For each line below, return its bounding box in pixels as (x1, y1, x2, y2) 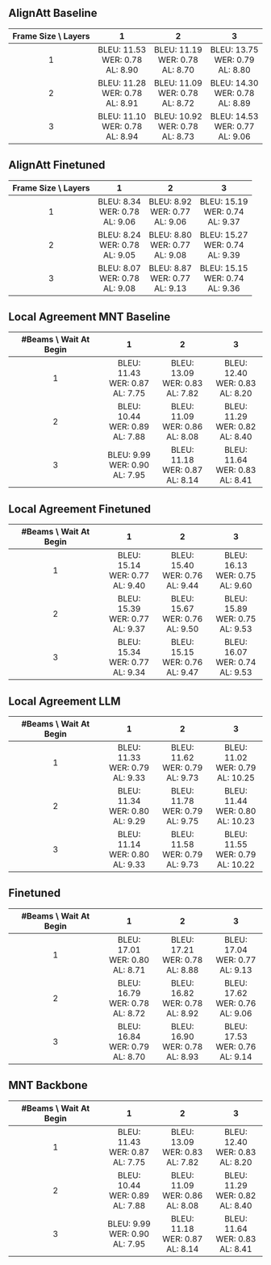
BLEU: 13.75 (210, 44, 259, 55)
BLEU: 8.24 (98, 229, 141, 241)
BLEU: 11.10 (98, 111, 147, 122)
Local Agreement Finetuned (8, 502, 152, 516)
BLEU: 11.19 (153, 44, 203, 55)
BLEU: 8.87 (148, 262, 192, 274)
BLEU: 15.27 (199, 229, 248, 241)
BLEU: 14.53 (210, 111, 259, 122)
